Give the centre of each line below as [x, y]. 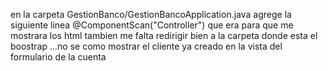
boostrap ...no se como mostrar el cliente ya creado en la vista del [146, 46]
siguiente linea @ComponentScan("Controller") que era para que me [152, 25]
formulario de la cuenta [58, 57]
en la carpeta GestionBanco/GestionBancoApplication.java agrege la [151, 14]
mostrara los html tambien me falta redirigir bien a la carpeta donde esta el [164, 35]
